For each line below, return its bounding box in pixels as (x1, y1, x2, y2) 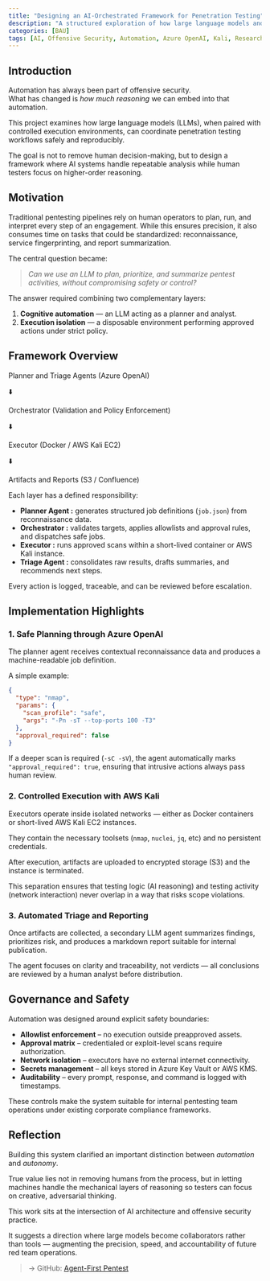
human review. (8, 770, 57, 780)
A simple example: (8, 671, 70, 680)
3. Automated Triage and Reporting (8, 909, 149, 921)
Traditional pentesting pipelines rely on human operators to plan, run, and (8, 212, 252, 222)
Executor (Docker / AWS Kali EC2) (8, 440, 121, 450)
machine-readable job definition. (8, 655, 117, 665)
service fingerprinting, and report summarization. (8, 238, 171, 248)
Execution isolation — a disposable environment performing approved (19, 317, 255, 326)
